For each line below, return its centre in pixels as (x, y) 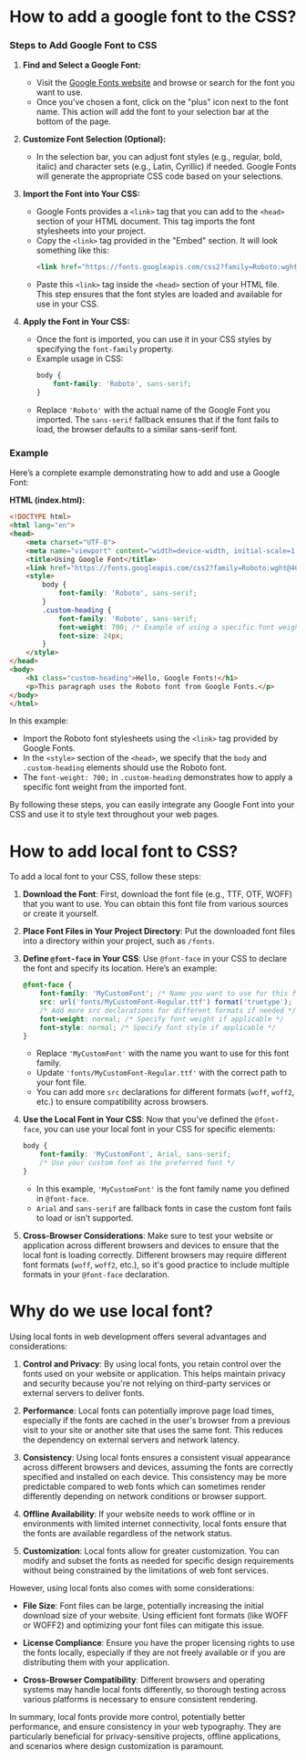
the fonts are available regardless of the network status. (127, 1533)
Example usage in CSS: (80, 359)
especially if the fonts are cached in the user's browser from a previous (157, 1420)
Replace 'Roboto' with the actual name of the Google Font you (153, 410)
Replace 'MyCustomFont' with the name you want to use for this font (163, 1053)
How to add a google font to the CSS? (153, 17)
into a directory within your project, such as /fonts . (119, 941)
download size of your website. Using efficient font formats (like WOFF (155, 1615)
